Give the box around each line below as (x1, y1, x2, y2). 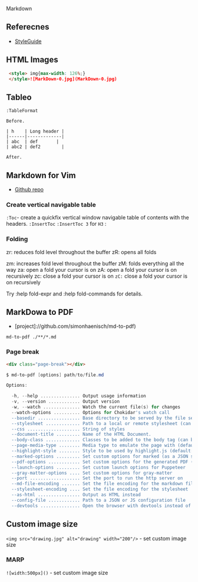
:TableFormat (6, 108, 38, 114)
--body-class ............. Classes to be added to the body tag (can (11, 437, 189, 443)
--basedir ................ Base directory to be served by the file (11, 415, 186, 421)
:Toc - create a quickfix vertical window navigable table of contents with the (6, 214, 190, 221)
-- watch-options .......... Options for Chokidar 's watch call (11, 409, 170, 415)
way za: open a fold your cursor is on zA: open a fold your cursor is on (6, 266, 177, 273)
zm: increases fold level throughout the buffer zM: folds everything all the (6, 259, 184, 267)
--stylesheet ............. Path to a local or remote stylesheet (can (11, 420, 192, 426)
